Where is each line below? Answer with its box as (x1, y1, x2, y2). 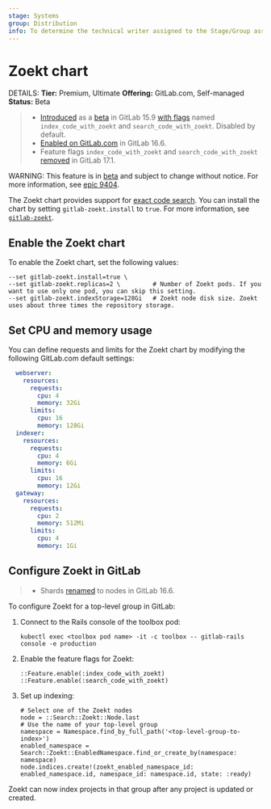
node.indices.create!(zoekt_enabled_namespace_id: (19, 763, 194, 771)
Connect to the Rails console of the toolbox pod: (19, 617, 181, 626)
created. (8, 793, 36, 803)
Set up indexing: (19, 690, 75, 700)
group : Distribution (8, 19, 78, 27)
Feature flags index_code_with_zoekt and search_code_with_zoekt (40, 147, 258, 157)
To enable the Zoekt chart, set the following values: (8, 258, 179, 268)
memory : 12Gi (37, 482, 81, 490)
